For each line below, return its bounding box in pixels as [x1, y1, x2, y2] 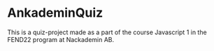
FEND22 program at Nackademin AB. [7, 35, 115, 43]
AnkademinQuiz [7, 5, 104, 21]
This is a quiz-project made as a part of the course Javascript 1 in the [7, 28, 208, 36]
